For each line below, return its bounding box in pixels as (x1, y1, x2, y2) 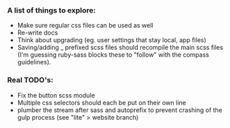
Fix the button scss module (17, 91, 95, 99)
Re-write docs (17, 28, 58, 37)
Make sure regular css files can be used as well (17, 21, 154, 30)
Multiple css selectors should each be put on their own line (17, 98, 186, 107)
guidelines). (17, 58, 51, 66)
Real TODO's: (7, 75, 54, 85)
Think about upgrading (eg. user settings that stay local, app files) (17, 36, 206, 44)
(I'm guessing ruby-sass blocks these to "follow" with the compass (17, 51, 210, 59)
